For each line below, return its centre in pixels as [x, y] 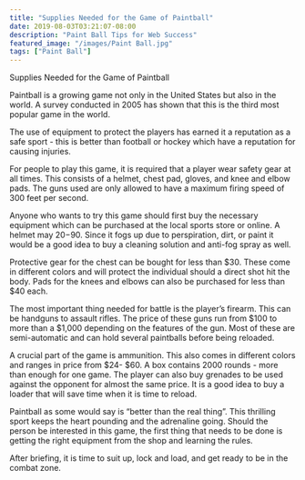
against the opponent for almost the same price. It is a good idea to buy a [147, 385]
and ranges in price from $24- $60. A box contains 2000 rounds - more [144, 365]
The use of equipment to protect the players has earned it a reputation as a [150, 132]
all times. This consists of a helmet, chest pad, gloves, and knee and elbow [150, 179]
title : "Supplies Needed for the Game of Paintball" [112, 18]
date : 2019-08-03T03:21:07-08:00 [73, 26]
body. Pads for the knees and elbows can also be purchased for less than [147, 282]
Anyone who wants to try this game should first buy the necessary [134, 215]
